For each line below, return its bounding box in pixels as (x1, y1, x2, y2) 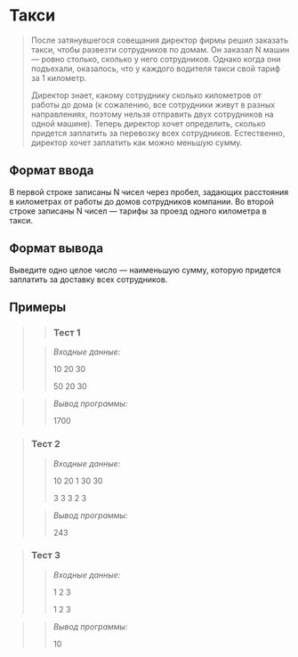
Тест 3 (30, 549, 60, 562)
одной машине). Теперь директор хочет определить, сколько (30, 118, 266, 129)
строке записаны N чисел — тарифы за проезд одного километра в (9, 206, 267, 216)
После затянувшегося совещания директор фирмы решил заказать (30, 35, 289, 45)
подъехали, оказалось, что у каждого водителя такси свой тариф (30, 63, 281, 74)
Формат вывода (9, 241, 104, 256)
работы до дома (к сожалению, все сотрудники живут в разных (30, 99, 276, 109)
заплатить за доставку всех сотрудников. (9, 273, 168, 285)
